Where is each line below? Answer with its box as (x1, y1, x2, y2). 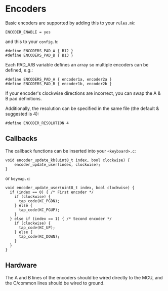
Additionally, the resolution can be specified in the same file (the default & (5, 105, 159, 112)
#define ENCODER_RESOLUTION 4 (5, 120, 69, 126)
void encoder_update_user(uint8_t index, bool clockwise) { (5, 185, 135, 190)
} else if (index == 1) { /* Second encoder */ (10, 216, 112, 221)
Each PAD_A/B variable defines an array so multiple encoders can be (5, 61, 149, 67)
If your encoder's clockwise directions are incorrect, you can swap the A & (5, 90, 161, 96)
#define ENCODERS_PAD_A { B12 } (5, 48, 73, 53)
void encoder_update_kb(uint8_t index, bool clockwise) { (5, 158, 130, 163)
